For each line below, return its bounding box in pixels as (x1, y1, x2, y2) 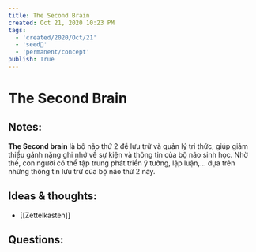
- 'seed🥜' (15, 41, 47, 49)
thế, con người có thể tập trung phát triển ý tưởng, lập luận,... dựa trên (8, 158, 235, 168)
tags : (8, 26, 26, 34)
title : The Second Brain (8, 11, 90, 20)
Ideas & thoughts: (8, 190, 97, 203)
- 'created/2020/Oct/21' (15, 33, 97, 42)
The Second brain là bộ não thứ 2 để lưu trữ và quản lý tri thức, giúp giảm (8, 141, 249, 150)
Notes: (8, 120, 42, 134)
